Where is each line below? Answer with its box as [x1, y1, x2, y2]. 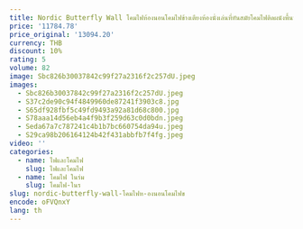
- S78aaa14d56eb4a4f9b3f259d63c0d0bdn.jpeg [17, 114, 183, 123]
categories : [9, 147, 54, 156]
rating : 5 [9, 55, 47, 64]
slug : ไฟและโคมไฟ [25, 164, 84, 173]
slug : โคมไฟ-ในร [25, 181, 81, 190]
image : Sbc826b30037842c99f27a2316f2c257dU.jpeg [9, 72, 196, 81]
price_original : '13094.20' [9, 30, 115, 39]
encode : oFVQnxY [9, 197, 70, 207]
